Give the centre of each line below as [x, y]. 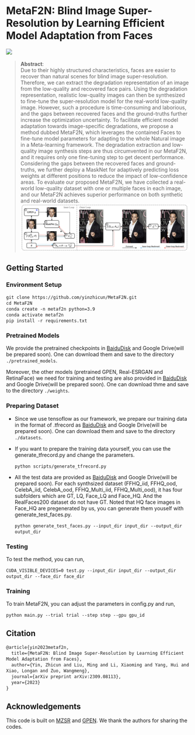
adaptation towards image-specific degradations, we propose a [97, 126]
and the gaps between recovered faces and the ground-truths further [104, 114]
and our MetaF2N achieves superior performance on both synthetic [102, 194]
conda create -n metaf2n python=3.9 [51, 309]
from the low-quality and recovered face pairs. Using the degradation [104, 88]
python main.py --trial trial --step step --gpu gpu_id [75, 616]
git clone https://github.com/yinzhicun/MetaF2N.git [72, 298]
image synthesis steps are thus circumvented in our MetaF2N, [113, 151]
